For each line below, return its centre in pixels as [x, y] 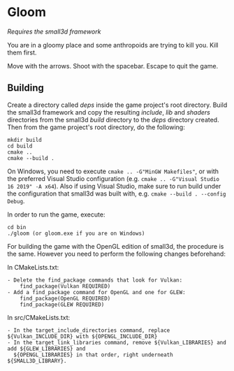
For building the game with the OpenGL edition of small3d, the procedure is [116, 246]
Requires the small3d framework [54, 31]
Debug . [16, 201]
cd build [20, 146]
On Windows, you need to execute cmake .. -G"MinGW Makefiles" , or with [113, 171]
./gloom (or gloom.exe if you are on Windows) [76, 233]
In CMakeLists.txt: [33, 267]
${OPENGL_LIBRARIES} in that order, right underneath [93, 355]
